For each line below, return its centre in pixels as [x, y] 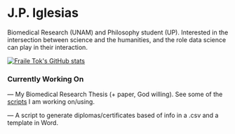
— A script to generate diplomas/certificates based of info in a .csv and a [113, 115]
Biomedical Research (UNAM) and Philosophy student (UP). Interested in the [118, 32]
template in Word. [33, 123]
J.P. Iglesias [43, 13]
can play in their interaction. [47, 47]
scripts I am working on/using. [51, 102]
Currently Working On [46, 79]
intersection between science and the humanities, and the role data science [117, 39]
